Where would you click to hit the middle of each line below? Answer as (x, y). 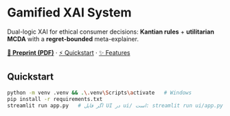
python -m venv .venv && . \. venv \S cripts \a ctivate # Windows (100, 93)
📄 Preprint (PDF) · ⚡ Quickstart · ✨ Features (69, 52)
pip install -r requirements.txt (55, 99)
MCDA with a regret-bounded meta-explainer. (73, 38)
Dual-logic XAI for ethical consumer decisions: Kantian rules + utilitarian (111, 32)
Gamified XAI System (69, 13)
